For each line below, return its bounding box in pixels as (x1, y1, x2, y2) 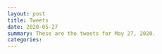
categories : (7, 36, 42, 43)
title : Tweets (7, 17, 49, 24)
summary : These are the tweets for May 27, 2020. (7, 29, 156, 37)
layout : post (7, 10, 46, 18)
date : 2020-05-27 (7, 23, 58, 30)
